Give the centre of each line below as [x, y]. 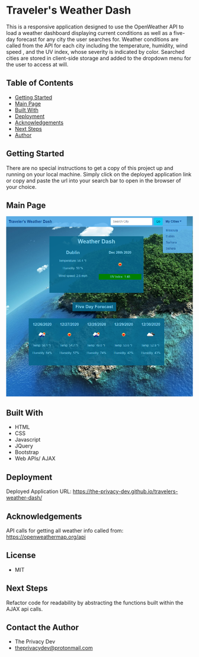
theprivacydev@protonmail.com [54, 648]
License [21, 555]
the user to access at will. [37, 64]
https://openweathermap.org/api [46, 537]
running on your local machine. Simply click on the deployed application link [99, 174]
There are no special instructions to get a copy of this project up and [90, 168]
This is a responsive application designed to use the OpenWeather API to [95, 27]
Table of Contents [40, 83]
